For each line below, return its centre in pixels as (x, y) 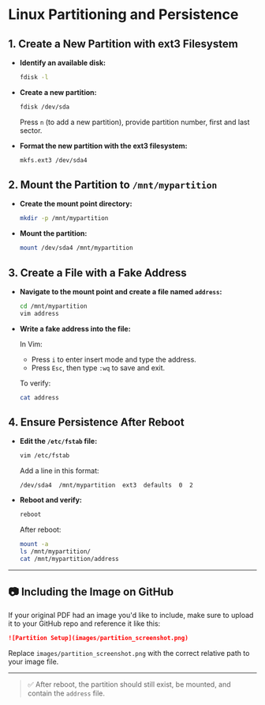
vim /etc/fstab (45, 456)
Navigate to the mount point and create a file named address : (121, 292)
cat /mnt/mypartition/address (69, 559)
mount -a (34, 544)
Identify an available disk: (63, 63)
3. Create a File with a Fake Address (97, 273)
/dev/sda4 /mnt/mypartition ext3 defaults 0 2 (106, 485)
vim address (39, 313)
